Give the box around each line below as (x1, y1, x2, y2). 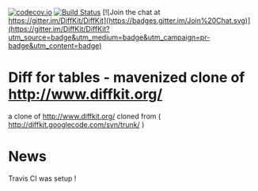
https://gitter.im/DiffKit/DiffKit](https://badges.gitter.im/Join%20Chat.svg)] (8, 16, 251, 25)
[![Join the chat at (102, 8, 161, 17)
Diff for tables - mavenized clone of (8, 69, 245, 87)
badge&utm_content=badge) (8, 41, 102, 51)
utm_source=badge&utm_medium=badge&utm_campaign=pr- (8, 32, 211, 42)
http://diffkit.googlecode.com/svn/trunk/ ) (8, 119, 145, 129)
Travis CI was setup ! (8, 174, 77, 183)
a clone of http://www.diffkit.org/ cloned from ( (8, 111, 161, 121)
